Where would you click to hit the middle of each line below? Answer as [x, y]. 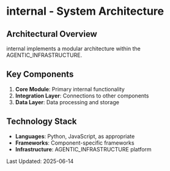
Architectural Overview [52, 34]
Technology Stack [42, 122]
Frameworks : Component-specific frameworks [75, 143]
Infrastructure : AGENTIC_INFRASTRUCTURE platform [83, 149]
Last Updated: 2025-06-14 [40, 161]
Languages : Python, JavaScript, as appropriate [75, 136]
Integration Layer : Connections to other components [82, 96]
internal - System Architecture [85, 11]
